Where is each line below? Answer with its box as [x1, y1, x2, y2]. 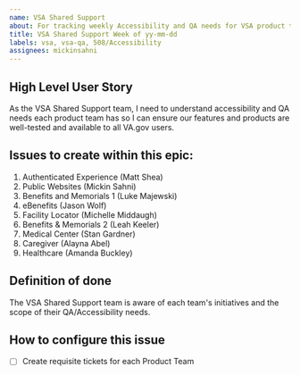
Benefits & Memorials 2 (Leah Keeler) [21, 219, 160, 229]
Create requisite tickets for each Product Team [21, 356, 195, 367]
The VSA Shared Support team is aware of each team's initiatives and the [9, 296, 279, 308]
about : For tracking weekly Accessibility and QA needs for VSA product [9, 21, 286, 30]
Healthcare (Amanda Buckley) [21, 247, 133, 258]
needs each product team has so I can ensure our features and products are [9, 112, 290, 123]
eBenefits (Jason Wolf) [21, 200, 107, 211]
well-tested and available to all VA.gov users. [9, 121, 175, 132]
